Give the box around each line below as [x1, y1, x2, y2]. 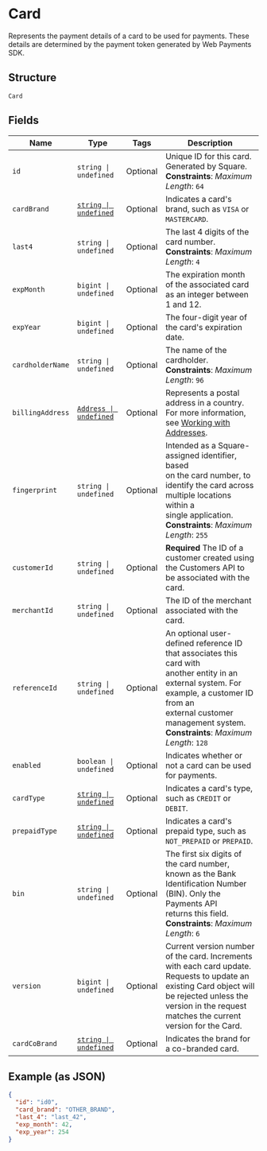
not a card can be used [165, 760, 252, 771]
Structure [8, 71, 57, 84]
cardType [12, 793, 45, 803]
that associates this [165, 647, 238, 658]
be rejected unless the [165, 990, 249, 1002]
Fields [8, 114, 40, 127]
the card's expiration [165, 321, 242, 332]
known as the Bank [165, 868, 237, 879]
